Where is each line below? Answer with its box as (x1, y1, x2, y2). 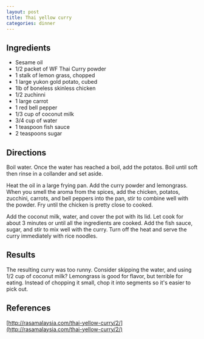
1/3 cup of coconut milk (15, 111, 75, 118)
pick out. (6, 285, 29, 292)
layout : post (6, 9, 39, 15)
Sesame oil (15, 59, 43, 66)
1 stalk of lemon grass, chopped (15, 72, 95, 79)
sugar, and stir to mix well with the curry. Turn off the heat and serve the (6, 226, 187, 233)
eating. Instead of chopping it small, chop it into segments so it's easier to (6, 279, 191, 286)
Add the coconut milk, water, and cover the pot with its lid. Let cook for (6, 213, 184, 220)
